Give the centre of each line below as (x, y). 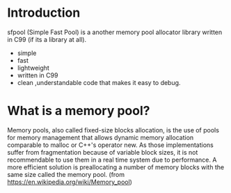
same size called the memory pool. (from (66, 174)
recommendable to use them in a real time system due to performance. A (112, 160)
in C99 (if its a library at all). (47, 39)
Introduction (44, 13)
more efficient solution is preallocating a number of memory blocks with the (116, 167)
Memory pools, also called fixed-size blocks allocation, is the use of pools (113, 130)
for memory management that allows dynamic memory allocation (101, 137)
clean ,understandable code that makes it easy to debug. (99, 82)
